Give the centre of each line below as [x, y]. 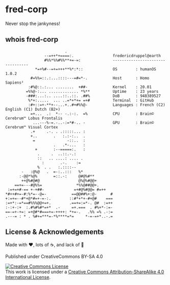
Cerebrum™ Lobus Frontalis [34, 118]
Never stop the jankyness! [33, 23]
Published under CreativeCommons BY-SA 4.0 [54, 256]
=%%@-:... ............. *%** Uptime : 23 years [92, 91]
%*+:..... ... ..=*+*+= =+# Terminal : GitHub [91, 100]
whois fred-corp [32, 40]
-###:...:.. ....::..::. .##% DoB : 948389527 [93, 96]
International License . [28, 277]
